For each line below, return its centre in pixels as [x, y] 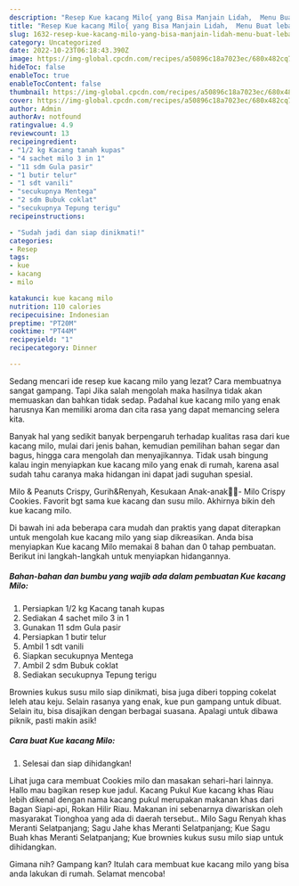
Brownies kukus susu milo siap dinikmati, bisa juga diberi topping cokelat [143, 692]
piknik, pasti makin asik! [53, 720]
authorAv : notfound [45, 117]
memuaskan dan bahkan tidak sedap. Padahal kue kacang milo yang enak [145, 400]
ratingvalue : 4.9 [41, 126]
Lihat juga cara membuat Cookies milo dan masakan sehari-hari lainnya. [141, 780]
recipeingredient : [43, 142]
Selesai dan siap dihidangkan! [77, 763]
